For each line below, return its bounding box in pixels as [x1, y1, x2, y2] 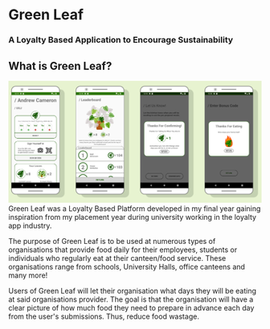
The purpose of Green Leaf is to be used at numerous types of [8, 236, 216, 246]
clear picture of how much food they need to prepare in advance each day [8, 303, 255, 312]
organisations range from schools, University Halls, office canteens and [8, 262, 245, 271]
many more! [8, 270, 48, 280]
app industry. [8, 221, 52, 230]
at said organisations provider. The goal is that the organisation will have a [8, 294, 254, 304]
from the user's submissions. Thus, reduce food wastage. [8, 311, 199, 321]
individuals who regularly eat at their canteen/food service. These [8, 253, 227, 262]
